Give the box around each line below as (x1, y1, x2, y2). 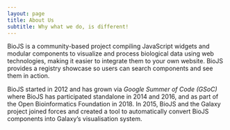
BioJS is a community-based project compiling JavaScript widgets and (7, 42, 210, 51)
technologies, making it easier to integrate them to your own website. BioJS (7, 57, 224, 65)
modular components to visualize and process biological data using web (7, 49, 214, 58)
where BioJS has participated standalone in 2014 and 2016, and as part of (7, 92, 219, 101)
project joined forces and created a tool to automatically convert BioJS (7, 107, 209, 115)
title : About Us (7, 17, 54, 24)
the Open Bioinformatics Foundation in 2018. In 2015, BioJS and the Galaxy (7, 100, 221, 108)
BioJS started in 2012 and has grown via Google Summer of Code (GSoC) (7, 85, 217, 94)
